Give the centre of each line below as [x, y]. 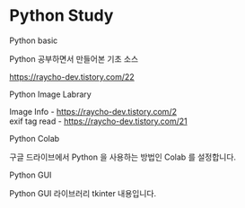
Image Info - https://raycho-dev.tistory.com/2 [93, 111]
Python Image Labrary [50, 94]
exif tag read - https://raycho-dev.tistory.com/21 [98, 121]
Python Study [61, 16]
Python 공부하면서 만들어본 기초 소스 [74, 58]
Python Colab [35, 138]
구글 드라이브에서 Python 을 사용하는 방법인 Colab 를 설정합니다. [122, 157]
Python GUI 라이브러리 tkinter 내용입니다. [83, 193]
